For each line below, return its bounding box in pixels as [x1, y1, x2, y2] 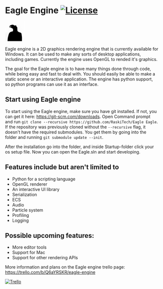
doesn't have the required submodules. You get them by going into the [5, 129, 147, 135]
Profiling [12, 212, 29, 218]
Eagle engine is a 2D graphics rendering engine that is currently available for [5, 46, 159, 52]
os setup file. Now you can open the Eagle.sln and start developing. [5, 149, 141, 154]
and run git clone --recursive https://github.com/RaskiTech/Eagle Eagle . [5, 118, 158, 124]
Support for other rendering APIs [12, 255, 78, 261]
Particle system [12, 207, 44, 213]
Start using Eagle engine [5, 96, 81, 104]
